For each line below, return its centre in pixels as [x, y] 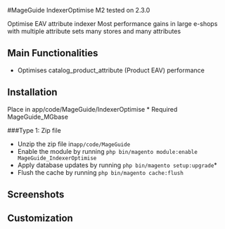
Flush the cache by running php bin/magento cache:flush [101, 172]
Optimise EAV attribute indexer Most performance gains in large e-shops [112, 24]
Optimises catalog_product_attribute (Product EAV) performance [111, 70]
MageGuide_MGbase [38, 117]
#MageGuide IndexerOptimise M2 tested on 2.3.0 [79, 10]
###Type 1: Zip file [34, 130]
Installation [32, 92]
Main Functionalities [53, 53]
